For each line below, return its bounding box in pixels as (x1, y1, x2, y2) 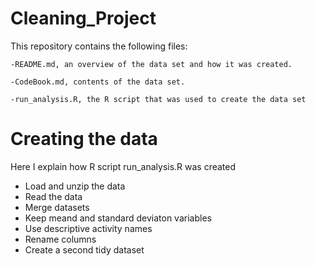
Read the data (24, 190, 83, 202)
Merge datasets (24, 201, 90, 213)
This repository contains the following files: (10, 40, 188, 52)
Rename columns (24, 233, 97, 245)
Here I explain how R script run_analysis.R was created (10, 160, 237, 172)
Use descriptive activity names (24, 222, 153, 234)
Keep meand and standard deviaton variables (24, 212, 212, 224)
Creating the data (10, 128, 158, 151)
